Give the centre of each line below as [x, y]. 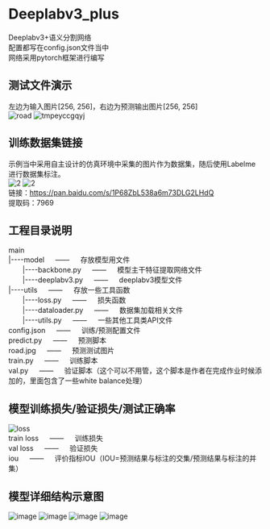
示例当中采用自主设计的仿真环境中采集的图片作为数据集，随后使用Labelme [132, 164]
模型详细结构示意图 [56, 496]
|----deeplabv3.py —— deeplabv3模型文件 [103, 280]
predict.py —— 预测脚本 [58, 340]
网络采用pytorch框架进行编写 [56, 57]
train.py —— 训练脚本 [53, 360]
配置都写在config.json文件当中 [59, 47]
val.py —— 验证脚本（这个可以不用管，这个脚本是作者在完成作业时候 [132, 371]
